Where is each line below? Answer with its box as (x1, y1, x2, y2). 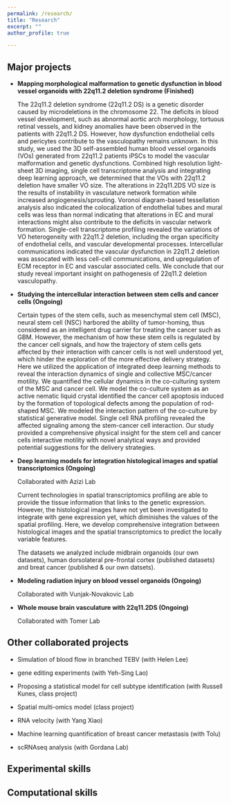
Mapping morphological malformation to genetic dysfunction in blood (17, 80, 223, 88)
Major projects (7, 61, 71, 73)
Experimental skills (7, 763, 91, 775)
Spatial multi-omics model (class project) (17, 703, 135, 711)
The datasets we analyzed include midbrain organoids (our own (17, 548, 199, 557)
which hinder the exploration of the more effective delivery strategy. (17, 355, 212, 363)
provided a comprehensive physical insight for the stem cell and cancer (17, 428, 221, 437)
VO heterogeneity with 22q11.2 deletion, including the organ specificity (17, 233, 219, 241)
